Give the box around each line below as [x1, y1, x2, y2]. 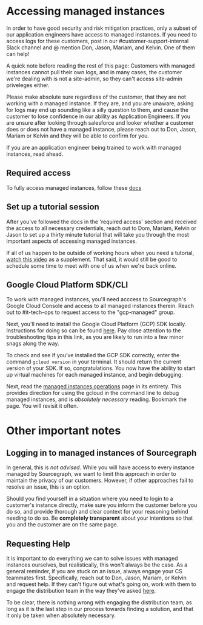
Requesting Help [6, 539, 71, 549]
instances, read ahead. [6, 150, 64, 158]
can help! [6, 50, 30, 57]
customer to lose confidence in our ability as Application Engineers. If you [6, 113, 191, 120]
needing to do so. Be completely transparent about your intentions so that [6, 514, 193, 522]
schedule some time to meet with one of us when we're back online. [6, 262, 177, 269]
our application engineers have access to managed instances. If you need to [6, 30, 197, 38]
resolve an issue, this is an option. [6, 483, 91, 491]
